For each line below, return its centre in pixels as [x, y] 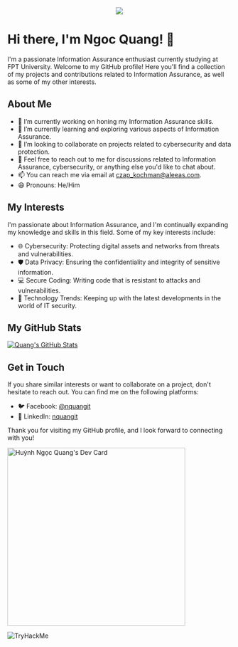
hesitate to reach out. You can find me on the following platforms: [103, 392]
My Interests [36, 207]
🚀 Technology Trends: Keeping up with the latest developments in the [119, 298]
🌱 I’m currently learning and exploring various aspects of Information [118, 129]
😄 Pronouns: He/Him [49, 185]
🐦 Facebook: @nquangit [54, 406]
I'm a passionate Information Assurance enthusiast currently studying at [113, 59]
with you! [21, 438]
